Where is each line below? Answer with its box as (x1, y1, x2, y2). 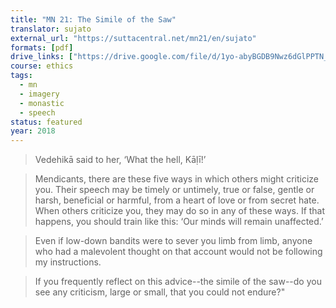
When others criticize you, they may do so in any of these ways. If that (34, 205, 326, 217)
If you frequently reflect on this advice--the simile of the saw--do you (34, 276, 322, 288)
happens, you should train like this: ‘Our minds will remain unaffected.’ (34, 216, 324, 228)
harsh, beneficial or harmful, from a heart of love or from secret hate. (34, 194, 320, 206)
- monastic (19, 98, 65, 108)
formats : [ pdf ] (10, 42, 74, 53)
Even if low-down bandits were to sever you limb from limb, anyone (34, 235, 313, 247)
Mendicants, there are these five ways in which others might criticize (34, 173, 319, 185)
